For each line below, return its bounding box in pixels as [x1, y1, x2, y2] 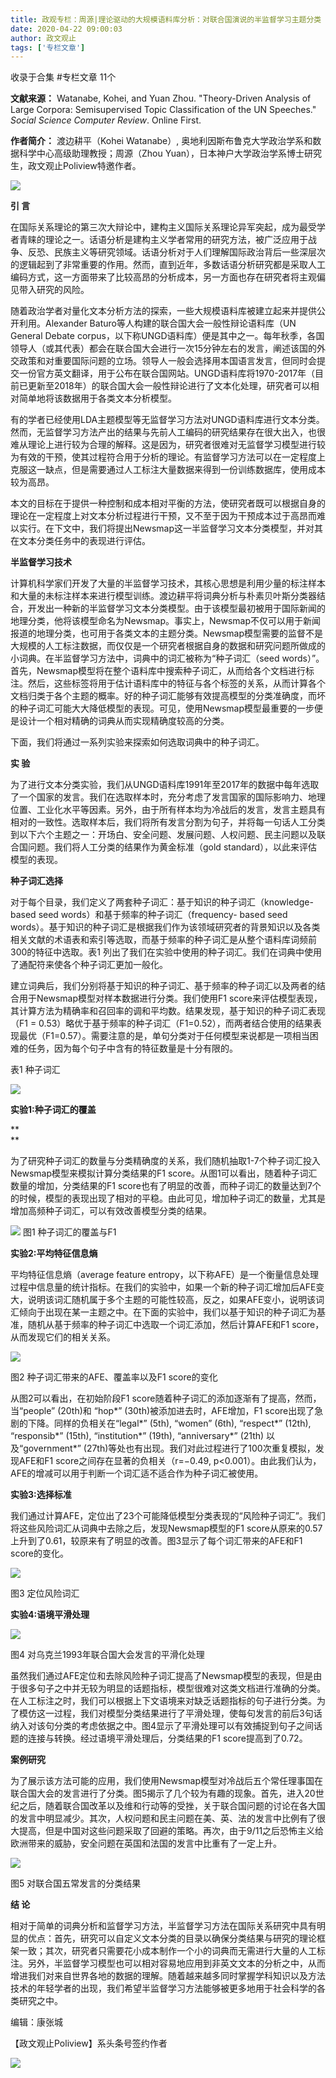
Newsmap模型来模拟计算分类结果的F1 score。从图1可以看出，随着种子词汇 [10, 1167, 318, 1180]
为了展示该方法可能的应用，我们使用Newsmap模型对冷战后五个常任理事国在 [10, 1775, 323, 1787]
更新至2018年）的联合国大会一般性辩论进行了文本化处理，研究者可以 [27, 380, 311, 392]
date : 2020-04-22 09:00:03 [10, 24, 123, 34]
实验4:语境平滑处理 [10, 1609, 90, 1621]
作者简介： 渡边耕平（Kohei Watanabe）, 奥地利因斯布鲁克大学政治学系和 [10, 135, 313, 147]
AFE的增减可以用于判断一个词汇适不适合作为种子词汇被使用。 [10, 1467, 264, 1480]
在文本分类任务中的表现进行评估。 [10, 535, 151, 547]
